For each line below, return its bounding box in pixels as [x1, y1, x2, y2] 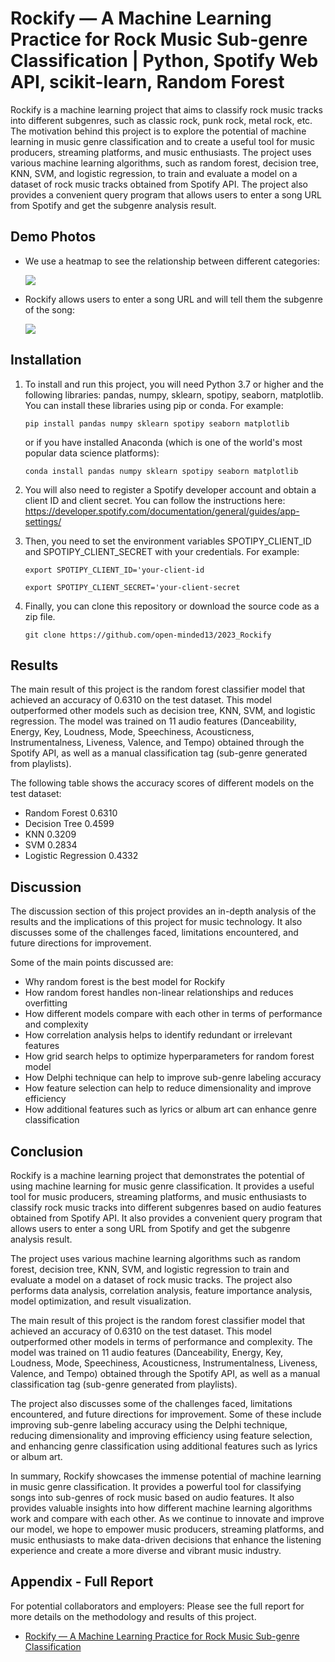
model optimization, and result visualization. [10, 1295, 192, 1307]
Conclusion [10, 1143, 84, 1160]
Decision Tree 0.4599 [24, 818, 115, 830]
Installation [10, 352, 82, 369]
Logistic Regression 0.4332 [24, 850, 139, 862]
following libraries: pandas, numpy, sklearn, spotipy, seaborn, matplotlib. [24, 388, 324, 401]
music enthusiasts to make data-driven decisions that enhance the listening [10, 1534, 322, 1546]
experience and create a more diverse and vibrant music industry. [10, 1545, 282, 1556]
